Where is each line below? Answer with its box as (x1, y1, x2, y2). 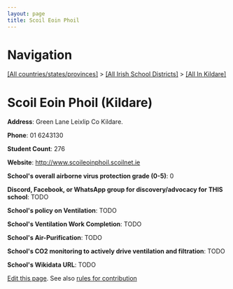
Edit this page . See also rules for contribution (7, 274, 138, 283)
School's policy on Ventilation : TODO (7, 206, 118, 215)
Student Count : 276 (7, 145, 65, 153)
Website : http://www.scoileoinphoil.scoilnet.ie (7, 158, 141, 167)
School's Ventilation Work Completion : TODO (7, 220, 142, 228)
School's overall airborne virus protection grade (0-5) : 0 (7, 172, 174, 181)
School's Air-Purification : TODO (7, 234, 103, 242)
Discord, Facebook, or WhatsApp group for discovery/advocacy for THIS (7, 185, 223, 194)
